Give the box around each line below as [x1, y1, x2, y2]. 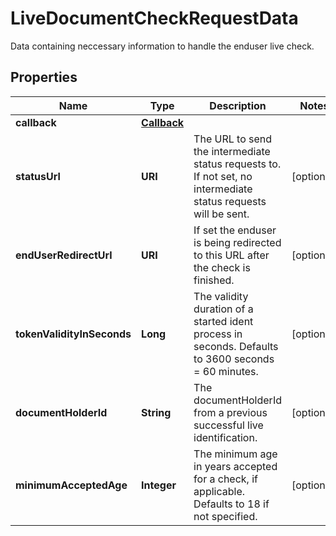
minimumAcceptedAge [15, 478, 128, 492]
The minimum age [193, 447, 278, 461]
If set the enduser [193, 223, 277, 237]
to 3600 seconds [193, 352, 275, 366]
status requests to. [193, 157, 282, 171]
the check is [193, 260, 251, 274]
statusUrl [15, 169, 61, 183]
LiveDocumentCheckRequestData [10, 7, 299, 30]
